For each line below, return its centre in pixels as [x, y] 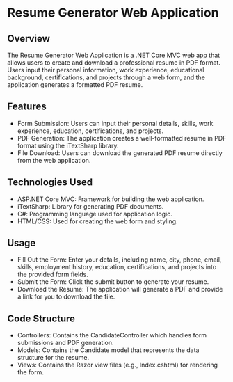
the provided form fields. [53, 274]
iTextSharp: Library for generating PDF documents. [90, 206]
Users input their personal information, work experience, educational [106, 70]
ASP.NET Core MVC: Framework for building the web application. [111, 199]
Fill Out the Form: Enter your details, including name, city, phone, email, [119, 260]
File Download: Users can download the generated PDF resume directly [120, 153]
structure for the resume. [53, 358]
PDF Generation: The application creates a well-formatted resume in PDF [122, 138]
